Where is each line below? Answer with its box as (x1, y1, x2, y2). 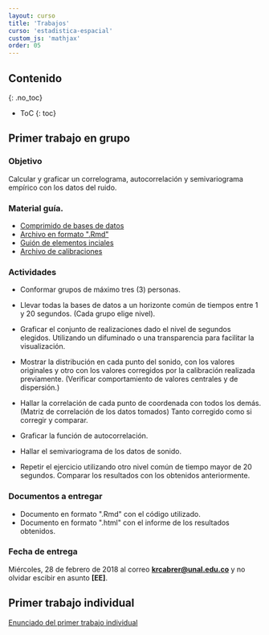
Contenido (8, 72, 63, 85)
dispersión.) (19, 383, 60, 392)
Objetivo (8, 156, 43, 167)
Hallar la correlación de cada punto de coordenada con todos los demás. (19, 399, 262, 408)
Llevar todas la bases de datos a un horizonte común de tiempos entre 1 (19, 301, 259, 310)
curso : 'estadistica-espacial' (8, 27, 113, 35)
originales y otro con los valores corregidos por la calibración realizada (19, 366, 255, 375)
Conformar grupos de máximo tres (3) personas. (19, 285, 181, 294)
